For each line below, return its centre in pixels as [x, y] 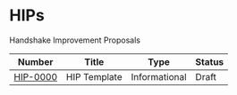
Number [35, 61]
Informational [159, 76]
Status [210, 61]
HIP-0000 [36, 76]
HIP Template [94, 76]
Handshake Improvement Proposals [75, 40]
